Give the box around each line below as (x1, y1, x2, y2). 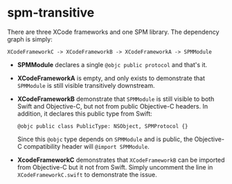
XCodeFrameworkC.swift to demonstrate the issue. (17, 170, 157, 178)
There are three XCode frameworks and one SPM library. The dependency (7, 28, 220, 36)
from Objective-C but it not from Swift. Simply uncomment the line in (17, 163, 213, 171)
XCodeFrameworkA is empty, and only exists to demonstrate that (17, 74, 206, 82)
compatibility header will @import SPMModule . (23, 142, 150, 150)
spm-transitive (7, 5, 95, 21)
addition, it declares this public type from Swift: (17, 109, 152, 118)
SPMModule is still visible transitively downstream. (17, 81, 155, 89)
